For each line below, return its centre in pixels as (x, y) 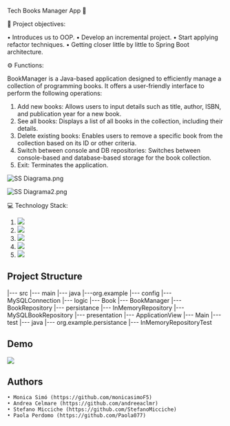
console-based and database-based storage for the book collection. (114, 158)
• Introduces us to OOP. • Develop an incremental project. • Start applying (113, 37)
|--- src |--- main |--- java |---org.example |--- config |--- (90, 293)
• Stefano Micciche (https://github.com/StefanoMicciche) (92, 409)
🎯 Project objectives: (36, 24)
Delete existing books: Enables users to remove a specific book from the (120, 136)
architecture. (25, 52)
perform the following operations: (55, 93)
